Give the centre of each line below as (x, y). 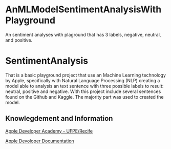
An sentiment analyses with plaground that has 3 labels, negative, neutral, (83, 34)
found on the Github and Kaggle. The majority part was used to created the (84, 97)
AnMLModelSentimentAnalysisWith (83, 10)
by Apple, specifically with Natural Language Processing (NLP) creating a (83, 80)
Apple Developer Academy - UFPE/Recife (49, 131)
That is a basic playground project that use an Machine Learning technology (86, 75)
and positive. (19, 40)
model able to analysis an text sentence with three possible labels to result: (84, 86)
